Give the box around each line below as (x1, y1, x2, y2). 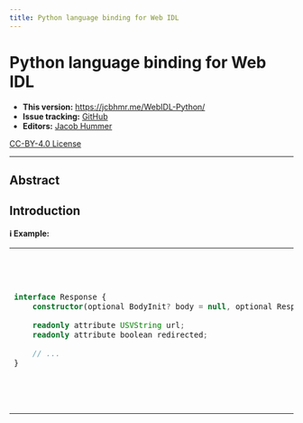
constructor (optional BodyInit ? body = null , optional (32, 301, 273, 312)
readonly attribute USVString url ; (32, 320, 185, 330)
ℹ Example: (9, 228, 50, 239)
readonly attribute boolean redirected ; (32, 329, 208, 340)
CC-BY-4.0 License (9, 137, 82, 149)
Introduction (9, 203, 81, 219)
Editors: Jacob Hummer (22, 120, 113, 131)
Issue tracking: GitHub (22, 110, 108, 122)
